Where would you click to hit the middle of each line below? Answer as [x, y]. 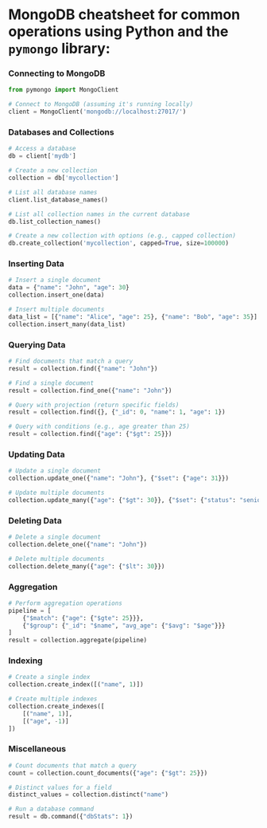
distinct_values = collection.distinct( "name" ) [89, 795]
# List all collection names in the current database [99, 214]
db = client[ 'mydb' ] [43, 156]
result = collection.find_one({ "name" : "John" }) [90, 390]
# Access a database [43, 149]
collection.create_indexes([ [56, 707]
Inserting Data [37, 264]
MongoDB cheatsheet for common [124, 15]
